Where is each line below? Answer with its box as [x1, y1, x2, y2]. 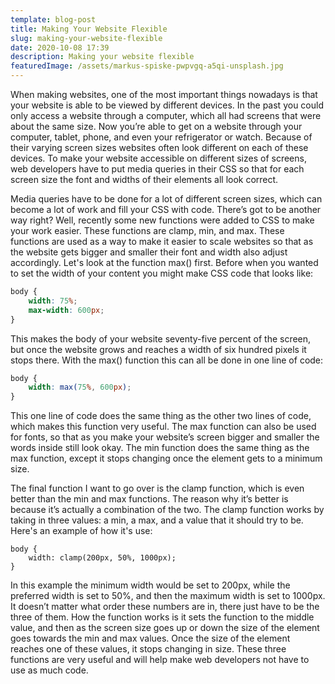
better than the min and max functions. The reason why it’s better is [10, 493, 289, 505]
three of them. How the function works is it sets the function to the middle [10, 611, 315, 623]
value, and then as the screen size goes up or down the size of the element [10, 622, 320, 634]
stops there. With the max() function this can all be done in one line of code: [10, 354, 324, 366]
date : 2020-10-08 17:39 [10, 42, 110, 53]
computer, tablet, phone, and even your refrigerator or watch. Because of [10, 131, 313, 143]
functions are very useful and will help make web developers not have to [10, 654, 310, 666]
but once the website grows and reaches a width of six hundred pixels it [10, 343, 307, 355]
